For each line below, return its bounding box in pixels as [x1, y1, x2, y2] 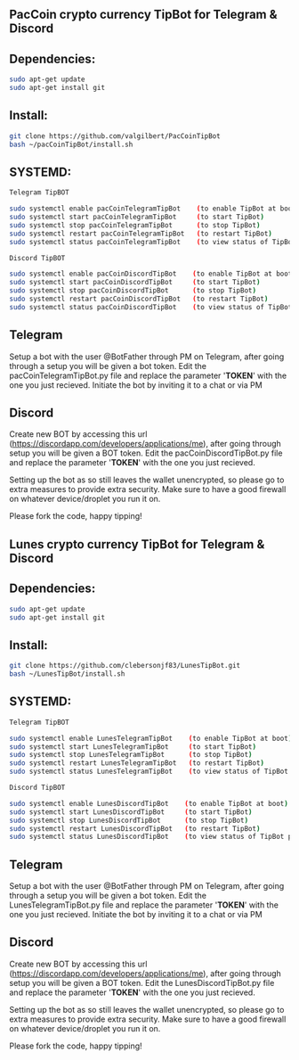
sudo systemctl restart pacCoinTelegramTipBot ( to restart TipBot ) [9, 229, 273, 238]
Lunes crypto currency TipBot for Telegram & [9, 537, 265, 552]
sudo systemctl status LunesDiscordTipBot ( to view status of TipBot [9, 833, 285, 842]
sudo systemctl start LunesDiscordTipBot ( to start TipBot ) [9, 807, 253, 817]
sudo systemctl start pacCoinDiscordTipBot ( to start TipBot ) [9, 278, 261, 287]
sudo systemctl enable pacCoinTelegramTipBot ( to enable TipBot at [9, 204, 277, 213]
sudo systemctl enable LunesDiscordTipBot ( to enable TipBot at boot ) [9, 799, 289, 808]
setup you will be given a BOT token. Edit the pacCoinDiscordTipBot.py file [9, 448, 283, 458]
